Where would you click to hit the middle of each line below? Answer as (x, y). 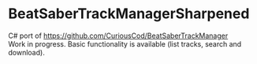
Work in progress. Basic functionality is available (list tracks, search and (125, 43)
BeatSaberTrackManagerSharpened (129, 14)
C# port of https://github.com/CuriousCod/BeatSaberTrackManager (118, 36)
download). (26, 52)
